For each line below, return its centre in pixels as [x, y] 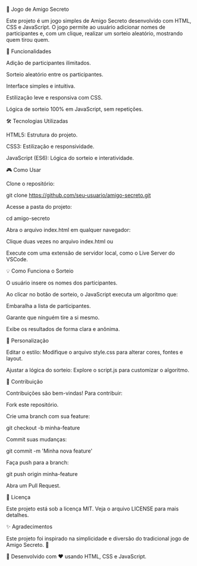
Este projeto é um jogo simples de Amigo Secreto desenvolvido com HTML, [99, 21]
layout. [14, 358]
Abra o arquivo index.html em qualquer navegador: [68, 230]
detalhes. [18, 515]
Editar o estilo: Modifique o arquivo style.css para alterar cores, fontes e [95, 352]
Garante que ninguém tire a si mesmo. [53, 317]
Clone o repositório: [30, 184]
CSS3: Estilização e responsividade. [50, 146]
